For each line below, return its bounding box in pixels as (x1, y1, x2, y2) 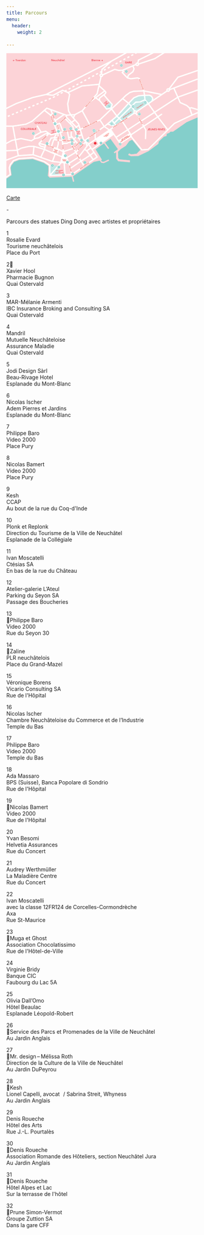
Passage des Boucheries (6, 598, 69, 605)
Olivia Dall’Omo (6, 997, 44, 1004)
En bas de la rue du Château (6, 567, 78, 574)
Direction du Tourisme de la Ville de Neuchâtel (6, 529, 123, 536)
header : (12, 22, 32, 29)
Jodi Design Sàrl (6, 367, 47, 374)
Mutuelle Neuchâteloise (6, 336, 66, 343)
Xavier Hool (6, 267, 35, 274)
